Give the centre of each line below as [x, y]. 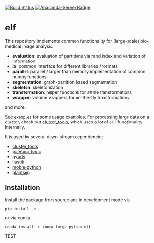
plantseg [21, 172]
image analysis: [38, 46]
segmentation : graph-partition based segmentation [64, 82]
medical [13, 46]
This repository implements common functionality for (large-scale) [72, 41]
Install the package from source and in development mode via [67, 200]
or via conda [18, 218]
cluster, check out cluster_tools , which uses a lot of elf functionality [74, 122]
